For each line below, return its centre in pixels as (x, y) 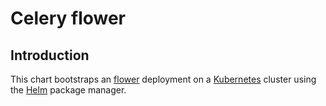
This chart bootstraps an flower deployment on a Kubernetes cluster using (163, 79)
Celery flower (68, 18)
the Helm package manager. (68, 90)
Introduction (50, 55)
